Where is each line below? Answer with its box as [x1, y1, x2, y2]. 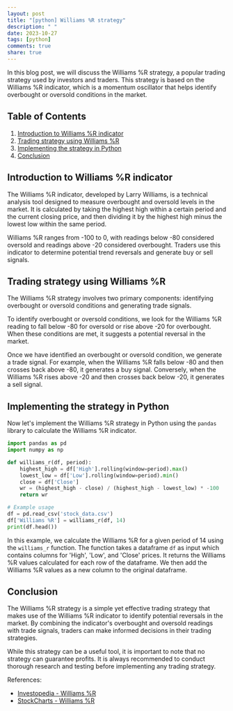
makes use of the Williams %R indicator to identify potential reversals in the [7, 611, 224, 620]
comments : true [7, 43, 51, 49]
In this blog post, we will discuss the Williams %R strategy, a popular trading [7, 68, 226, 77]
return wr [19, 491, 49, 498]
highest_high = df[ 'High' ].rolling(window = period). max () [19, 465, 188, 473]
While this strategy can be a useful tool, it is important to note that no [7, 648, 205, 656]
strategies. [7, 634, 38, 642]
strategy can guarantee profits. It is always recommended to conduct [7, 655, 205, 663]
